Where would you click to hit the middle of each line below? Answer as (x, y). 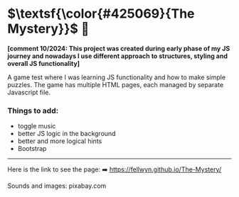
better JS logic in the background (67, 134)
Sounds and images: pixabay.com (57, 186)
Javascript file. (29, 92)
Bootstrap (32, 149)
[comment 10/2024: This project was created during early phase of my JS (119, 48)
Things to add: (33, 111)
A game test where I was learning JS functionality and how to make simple (117, 77)
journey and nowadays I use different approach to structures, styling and (117, 56)
